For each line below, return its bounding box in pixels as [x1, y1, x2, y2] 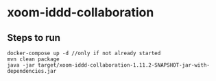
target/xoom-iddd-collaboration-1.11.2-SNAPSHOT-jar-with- [37, 62, 211, 69]
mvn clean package [7, 56, 60, 63]
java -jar [7, 62, 36, 69]
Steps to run [7, 32, 60, 44]
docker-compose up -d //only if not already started [7, 50, 161, 56]
